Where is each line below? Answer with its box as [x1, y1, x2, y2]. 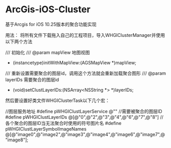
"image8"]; [5, 137, 29, 143]
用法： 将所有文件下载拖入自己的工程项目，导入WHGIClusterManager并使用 [5, 32, 165, 38]
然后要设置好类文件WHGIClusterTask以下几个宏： [5, 97, 110, 103]
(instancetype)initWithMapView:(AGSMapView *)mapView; [12, 59, 137, 66]
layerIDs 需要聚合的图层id [5, 76, 59, 82]
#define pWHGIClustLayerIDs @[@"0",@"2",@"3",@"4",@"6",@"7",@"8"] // [5, 114, 164, 120]
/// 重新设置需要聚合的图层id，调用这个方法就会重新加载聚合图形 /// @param [5, 70, 166, 76]
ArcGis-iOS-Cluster [5, 4, 91, 15]
